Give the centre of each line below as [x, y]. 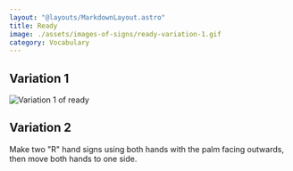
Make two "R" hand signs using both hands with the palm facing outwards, [146, 149]
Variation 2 [40, 128]
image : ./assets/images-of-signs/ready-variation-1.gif [115, 34]
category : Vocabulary [50, 42]
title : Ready [33, 26]
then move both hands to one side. [73, 159]
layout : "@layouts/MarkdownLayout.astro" [88, 17]
